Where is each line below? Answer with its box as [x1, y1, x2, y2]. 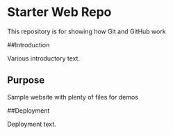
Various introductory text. [7, 54, 81, 63]
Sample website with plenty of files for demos [7, 93, 139, 101]
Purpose [7, 74, 45, 86]
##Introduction [7, 40, 50, 49]
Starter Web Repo [7, 4, 112, 20]
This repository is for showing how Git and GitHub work [7, 27, 166, 35]
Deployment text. [7, 120, 57, 128]
